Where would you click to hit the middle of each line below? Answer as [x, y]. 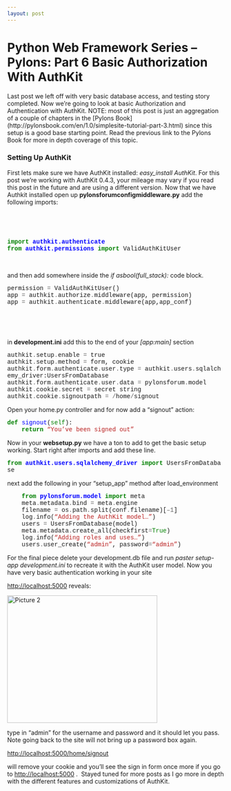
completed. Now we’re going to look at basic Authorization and [97, 103]
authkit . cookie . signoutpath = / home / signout [83, 396]
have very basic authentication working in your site [80, 572]
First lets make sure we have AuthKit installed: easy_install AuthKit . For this [113, 172]
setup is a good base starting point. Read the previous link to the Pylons [109, 132]
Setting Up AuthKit [39, 158]
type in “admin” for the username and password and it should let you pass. [113, 732]
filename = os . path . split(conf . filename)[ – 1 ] [100, 510]
